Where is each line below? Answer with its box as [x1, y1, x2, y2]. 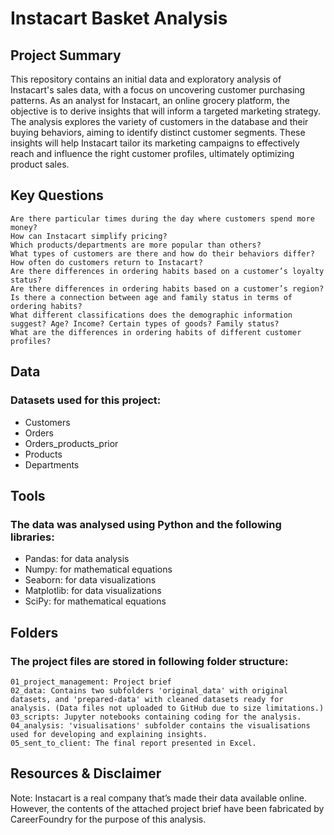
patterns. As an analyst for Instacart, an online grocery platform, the [10, 95, 290, 106]
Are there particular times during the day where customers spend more [10, 213, 315, 224]
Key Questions [10, 187, 104, 204]
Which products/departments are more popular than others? [10, 240, 262, 250]
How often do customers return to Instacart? [10, 257, 203, 267]
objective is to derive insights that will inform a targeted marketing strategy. [10, 105, 322, 117]
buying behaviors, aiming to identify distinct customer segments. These [10, 127, 306, 138]
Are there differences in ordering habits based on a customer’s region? [10, 283, 325, 294]
